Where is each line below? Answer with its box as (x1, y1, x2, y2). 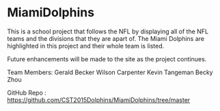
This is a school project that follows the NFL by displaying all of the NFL (7, 27, 209, 35)
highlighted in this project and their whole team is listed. (7, 42, 165, 50)
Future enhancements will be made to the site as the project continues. (7, 54, 207, 63)
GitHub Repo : (7, 89, 46, 97)
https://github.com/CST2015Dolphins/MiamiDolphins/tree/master (7, 95, 191, 104)
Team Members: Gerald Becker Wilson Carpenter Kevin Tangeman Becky (7, 68, 213, 76)
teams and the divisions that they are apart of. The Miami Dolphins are (7, 34, 205, 42)
